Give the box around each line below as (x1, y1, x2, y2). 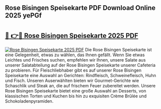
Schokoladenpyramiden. (5, 98, 54, 104)
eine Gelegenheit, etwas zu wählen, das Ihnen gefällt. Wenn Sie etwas (5, 52, 145, 58)
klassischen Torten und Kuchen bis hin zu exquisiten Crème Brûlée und (5, 93, 147, 99)
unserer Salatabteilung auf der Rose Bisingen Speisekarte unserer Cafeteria (5, 62, 156, 68)
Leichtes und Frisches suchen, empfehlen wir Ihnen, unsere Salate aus (5, 57, 146, 62)
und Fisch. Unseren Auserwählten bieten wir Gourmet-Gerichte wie (5, 78, 139, 83)
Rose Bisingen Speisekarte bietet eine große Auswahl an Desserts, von (5, 88, 146, 93)
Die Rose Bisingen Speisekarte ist (85, 47, 152, 52)
